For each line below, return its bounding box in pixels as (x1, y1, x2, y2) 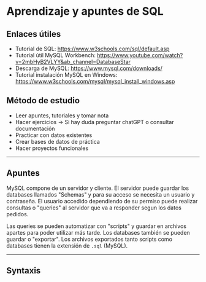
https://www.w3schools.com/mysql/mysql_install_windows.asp (15, 78, 175, 85)
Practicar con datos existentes (15, 131, 93, 139)
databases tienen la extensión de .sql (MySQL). (6, 241, 128, 249)
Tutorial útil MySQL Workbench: (15, 52, 96, 59)
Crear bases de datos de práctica (15, 138, 100, 145)
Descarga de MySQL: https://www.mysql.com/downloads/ (15, 65, 162, 72)
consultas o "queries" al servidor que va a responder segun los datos (6, 204, 182, 211)
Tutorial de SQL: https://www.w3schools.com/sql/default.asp (15, 45, 170, 52)
